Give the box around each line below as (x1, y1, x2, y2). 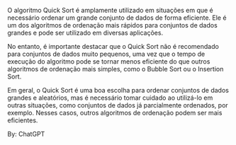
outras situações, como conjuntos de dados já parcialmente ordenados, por (7, 101, 228, 109)
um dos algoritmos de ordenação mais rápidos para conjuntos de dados (7, 21, 218, 29)
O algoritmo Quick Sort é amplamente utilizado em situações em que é (7, 6, 214, 14)
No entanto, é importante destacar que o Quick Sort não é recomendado (7, 42, 220, 50)
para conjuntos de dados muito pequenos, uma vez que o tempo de (7, 50, 206, 58)
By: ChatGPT (7, 130, 45, 138)
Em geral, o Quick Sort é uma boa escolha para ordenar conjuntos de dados (7, 86, 229, 94)
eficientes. (7, 116, 38, 124)
